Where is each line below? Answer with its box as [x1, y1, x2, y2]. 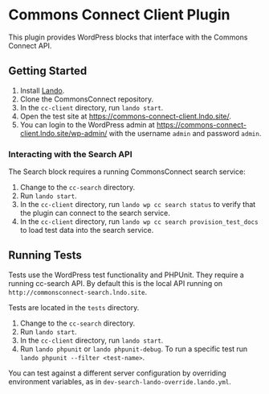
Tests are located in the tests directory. [8, 302, 140, 312]
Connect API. [8, 40, 52, 50]
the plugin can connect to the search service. [19, 208, 171, 218]
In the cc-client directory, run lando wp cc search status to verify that [19, 200, 256, 209]
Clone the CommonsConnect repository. [19, 94, 154, 104]
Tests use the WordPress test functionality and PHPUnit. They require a [8, 270, 245, 280]
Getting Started [8, 64, 88, 78]
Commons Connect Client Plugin [8, 6, 230, 24]
